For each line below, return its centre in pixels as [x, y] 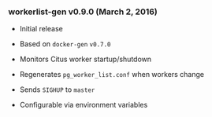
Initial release [41, 29]
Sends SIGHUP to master [57, 90]
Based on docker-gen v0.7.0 [65, 44]
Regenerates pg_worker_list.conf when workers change [112, 75]
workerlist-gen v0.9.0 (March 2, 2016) [83, 12]
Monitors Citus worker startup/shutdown [86, 59]
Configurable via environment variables [84, 105]
